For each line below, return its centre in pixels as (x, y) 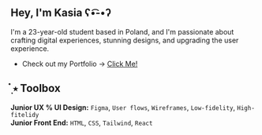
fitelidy (25, 115)
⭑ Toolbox (37, 88)
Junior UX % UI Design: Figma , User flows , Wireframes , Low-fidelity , (123, 107)
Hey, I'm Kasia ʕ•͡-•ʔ (61, 13)
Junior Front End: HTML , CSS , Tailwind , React (82, 122)
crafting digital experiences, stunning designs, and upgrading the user (125, 40)
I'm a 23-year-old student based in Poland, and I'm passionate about (122, 31)
